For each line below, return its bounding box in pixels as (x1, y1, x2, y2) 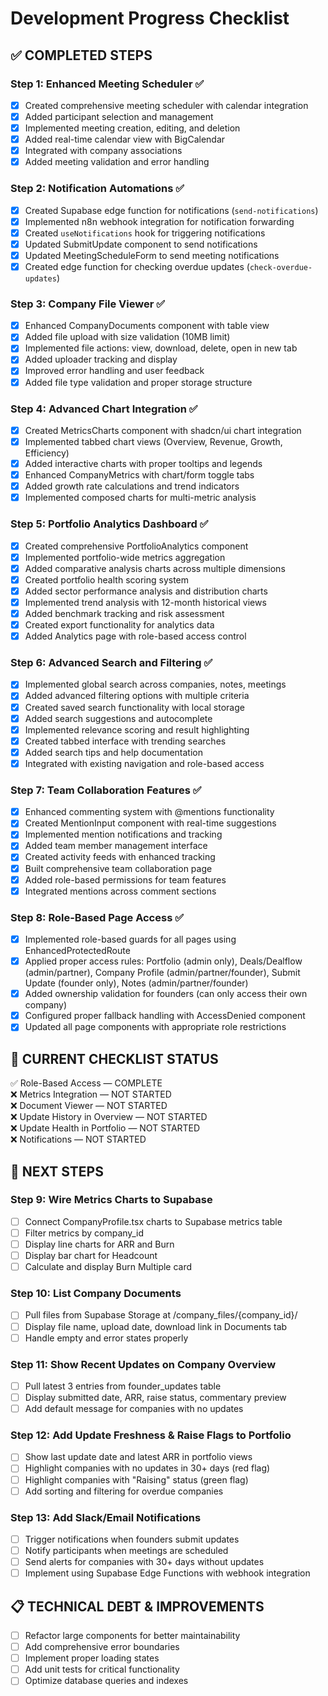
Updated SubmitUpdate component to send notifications (24, 238, 258, 250)
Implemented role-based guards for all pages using (24, 933, 237, 946)
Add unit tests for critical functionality (24, 1663, 180, 1676)
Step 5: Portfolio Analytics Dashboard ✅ (10, 517, 209, 531)
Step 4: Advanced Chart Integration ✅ (10, 402, 198, 416)
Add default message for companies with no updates (24, 1403, 244, 1415)
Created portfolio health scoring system (24, 573, 190, 586)
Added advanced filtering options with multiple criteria (24, 690, 250, 702)
